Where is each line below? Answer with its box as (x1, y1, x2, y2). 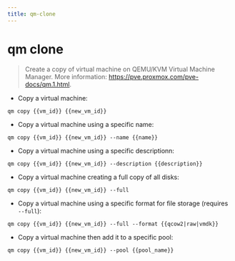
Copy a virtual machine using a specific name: (17, 120, 154, 128)
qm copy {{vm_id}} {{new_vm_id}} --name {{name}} (7, 133, 159, 141)
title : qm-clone (7, 10, 56, 18)
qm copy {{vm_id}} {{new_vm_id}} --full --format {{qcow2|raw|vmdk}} (7, 220, 219, 227)
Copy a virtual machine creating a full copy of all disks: (17, 173, 180, 181)
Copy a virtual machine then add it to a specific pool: (17, 232, 174, 241)
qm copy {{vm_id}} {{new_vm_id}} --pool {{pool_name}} (7, 247, 174, 254)
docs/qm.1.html (24, 80, 70, 88)
